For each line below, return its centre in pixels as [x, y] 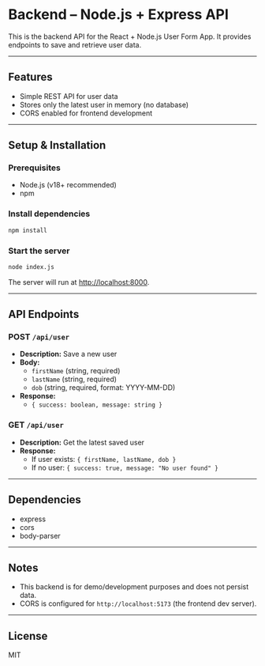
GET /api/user [36, 425]
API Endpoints [44, 314]
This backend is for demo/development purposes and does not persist [134, 587]
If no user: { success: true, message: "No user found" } [125, 467]
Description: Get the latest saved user [82, 442]
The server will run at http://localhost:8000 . [79, 282]
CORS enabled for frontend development [86, 113]
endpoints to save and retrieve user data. [75, 44]
